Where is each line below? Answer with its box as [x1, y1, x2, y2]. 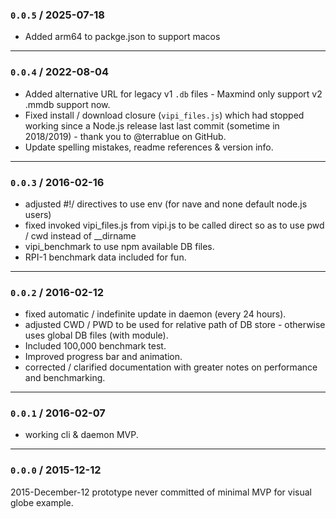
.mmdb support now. [24, 98, 111, 110]
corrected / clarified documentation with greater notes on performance [24, 361, 318, 373]
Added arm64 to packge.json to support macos [24, 31, 221, 43]
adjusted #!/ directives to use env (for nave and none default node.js [24, 198, 308, 210]
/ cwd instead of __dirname [24, 229, 137, 242]
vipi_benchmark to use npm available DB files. [24, 240, 215, 252]
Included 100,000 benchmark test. [24, 340, 167, 352]
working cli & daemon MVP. [24, 429, 139, 441]
